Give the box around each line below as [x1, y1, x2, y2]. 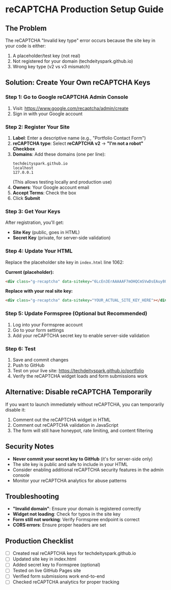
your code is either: [5, 43, 46, 49]
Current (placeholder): [5, 269, 54, 275]
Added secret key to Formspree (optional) [12, 562, 101, 568]
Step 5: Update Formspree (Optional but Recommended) [5, 310, 148, 317]
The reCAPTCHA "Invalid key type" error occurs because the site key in [5, 37, 156, 43]
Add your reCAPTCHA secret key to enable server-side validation [12, 332, 150, 339]
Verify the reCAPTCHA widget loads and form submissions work [12, 373, 148, 379]
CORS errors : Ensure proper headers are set [12, 522, 106, 528]
